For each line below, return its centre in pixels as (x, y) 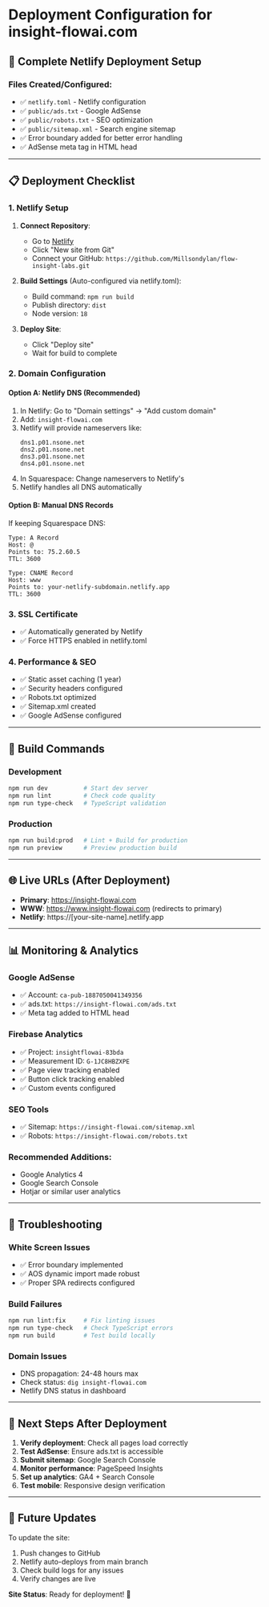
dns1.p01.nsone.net (52, 442)
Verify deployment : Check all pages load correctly (104, 1442)
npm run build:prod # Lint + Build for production (98, 840)
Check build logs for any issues (72, 1570)
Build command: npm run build (83, 296)
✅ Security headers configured (71, 689)
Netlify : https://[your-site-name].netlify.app (92, 917)
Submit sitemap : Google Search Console (88, 1459)
